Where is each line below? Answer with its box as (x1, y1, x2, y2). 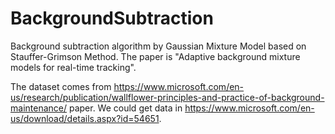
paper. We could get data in (68, 102, 183, 114)
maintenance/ (10, 102, 68, 114)
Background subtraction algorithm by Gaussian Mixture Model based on (10, 40, 307, 52)
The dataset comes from (10, 80, 112, 92)
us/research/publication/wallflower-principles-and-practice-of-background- (10, 91, 325, 103)
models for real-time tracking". (10, 61, 137, 73)
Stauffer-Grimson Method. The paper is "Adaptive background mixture (10, 50, 301, 62)
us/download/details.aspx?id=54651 (10, 112, 160, 124)
